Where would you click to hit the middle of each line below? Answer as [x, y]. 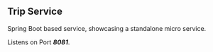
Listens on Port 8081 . [39, 42]
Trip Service [35, 12]
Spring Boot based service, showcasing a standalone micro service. [107, 28]
